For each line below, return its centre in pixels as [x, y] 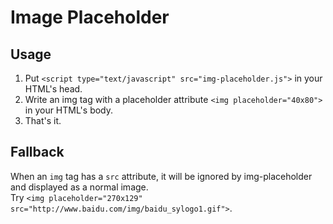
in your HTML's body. [69, 110]
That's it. [43, 120]
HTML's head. [53, 89]
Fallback [37, 152]
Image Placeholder [90, 17]
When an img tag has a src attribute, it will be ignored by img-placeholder [161, 176]
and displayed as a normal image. [79, 187]
